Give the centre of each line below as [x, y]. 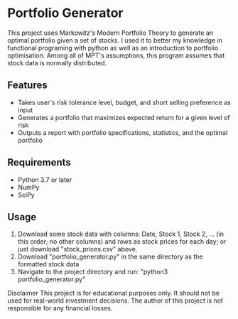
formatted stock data [48, 264]
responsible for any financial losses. [60, 308]
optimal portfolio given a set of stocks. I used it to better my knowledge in [115, 40]
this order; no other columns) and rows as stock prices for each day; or [122, 242]
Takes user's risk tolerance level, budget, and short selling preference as [124, 102]
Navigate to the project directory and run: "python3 [93, 272]
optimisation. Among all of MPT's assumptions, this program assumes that [116, 55]
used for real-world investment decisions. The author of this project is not [115, 301]
